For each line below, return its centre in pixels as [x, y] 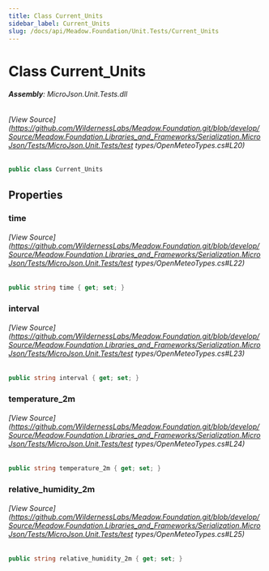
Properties [36, 195]
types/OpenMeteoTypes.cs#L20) [190, 145]
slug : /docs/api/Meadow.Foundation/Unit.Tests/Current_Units [114, 31]
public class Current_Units [56, 170]
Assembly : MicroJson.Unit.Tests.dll [68, 94]
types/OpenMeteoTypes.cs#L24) [190, 444]
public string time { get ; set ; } [67, 288]
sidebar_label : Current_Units [60, 24]
